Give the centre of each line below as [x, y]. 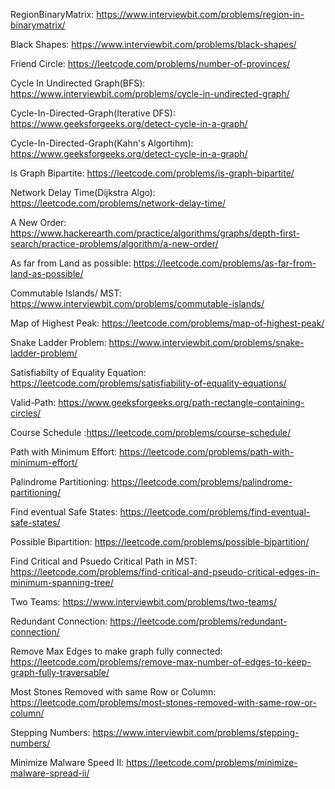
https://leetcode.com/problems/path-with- [206, 452]
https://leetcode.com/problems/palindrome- [202, 482]
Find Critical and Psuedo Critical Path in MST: [104, 561]
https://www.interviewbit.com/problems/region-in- [200, 14]
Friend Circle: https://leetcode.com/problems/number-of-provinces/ [150, 63]
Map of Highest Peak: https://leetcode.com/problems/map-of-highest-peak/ [167, 323]
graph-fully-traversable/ [60, 672]
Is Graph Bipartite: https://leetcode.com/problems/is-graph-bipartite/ [152, 173]
